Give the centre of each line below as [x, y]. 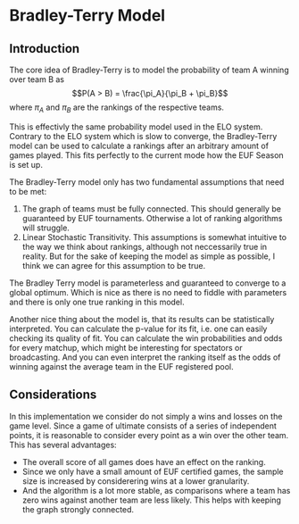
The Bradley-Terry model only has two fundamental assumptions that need [147, 182]
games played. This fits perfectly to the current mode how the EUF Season [146, 155]
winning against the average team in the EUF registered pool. [121, 366]
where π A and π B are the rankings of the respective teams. [117, 108]
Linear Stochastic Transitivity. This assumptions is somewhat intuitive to [154, 237]
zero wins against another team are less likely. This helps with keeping [151, 500]
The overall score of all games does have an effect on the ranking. [144, 462]
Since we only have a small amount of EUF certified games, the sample [153, 471]
